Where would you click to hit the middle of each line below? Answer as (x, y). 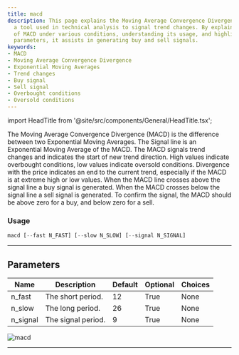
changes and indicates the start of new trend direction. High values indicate (118, 157)
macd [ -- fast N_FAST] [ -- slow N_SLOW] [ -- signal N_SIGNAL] (97, 236)
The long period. (73, 308)
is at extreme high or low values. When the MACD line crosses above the (114, 180)
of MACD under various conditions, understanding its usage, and (113, 34)
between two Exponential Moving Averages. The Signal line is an (102, 142)
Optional (160, 284)
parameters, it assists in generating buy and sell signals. (106, 41)
